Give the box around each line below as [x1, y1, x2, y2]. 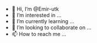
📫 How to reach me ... [11, 31, 66, 37]
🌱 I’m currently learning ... [11, 18, 75, 24]
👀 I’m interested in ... [11, 12, 62, 19]
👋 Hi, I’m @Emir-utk [11, 6, 59, 12]
